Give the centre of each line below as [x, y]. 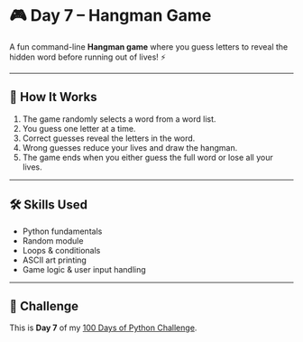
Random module [53, 240]
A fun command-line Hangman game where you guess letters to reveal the [149, 46]
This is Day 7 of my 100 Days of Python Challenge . [103, 328]
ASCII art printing [55, 260]
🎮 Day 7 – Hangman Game [110, 16]
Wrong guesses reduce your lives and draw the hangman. [130, 147]
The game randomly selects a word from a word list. [119, 119]
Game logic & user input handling [84, 269]
